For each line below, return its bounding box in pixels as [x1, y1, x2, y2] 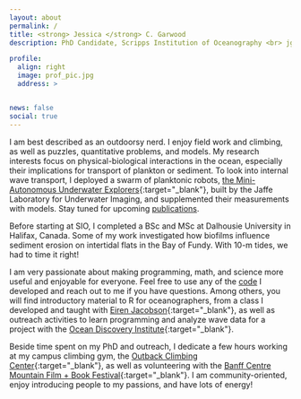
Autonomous [9, 184, 56, 195]
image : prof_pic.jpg [17, 71, 94, 81]
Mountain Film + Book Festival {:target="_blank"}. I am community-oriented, [9, 369, 288, 380]
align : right [17, 63, 66, 72]
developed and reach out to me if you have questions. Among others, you [9, 285, 280, 296]
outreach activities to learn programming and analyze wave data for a [9, 314, 266, 325]
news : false [9, 103, 54, 112]
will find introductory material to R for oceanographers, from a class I [9, 295, 264, 306]
